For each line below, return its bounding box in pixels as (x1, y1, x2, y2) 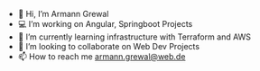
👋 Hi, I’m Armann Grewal (17, 9, 109, 19)
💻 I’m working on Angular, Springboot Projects (17, 19, 193, 29)
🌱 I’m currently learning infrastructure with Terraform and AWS (17, 31, 251, 42)
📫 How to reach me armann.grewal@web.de (17, 51, 186, 62)
